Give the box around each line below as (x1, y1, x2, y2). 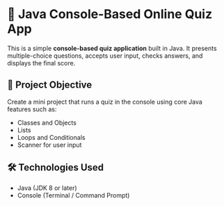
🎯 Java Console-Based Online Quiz (7, 6, 213, 22)
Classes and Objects (17, 118, 77, 127)
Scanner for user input (17, 141, 82, 149)
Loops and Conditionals (17, 133, 86, 141)
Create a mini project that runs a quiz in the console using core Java (7, 97, 203, 106)
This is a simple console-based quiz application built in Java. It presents (7, 44, 217, 52)
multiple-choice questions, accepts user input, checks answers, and (7, 51, 203, 60)
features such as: (7, 104, 57, 113)
